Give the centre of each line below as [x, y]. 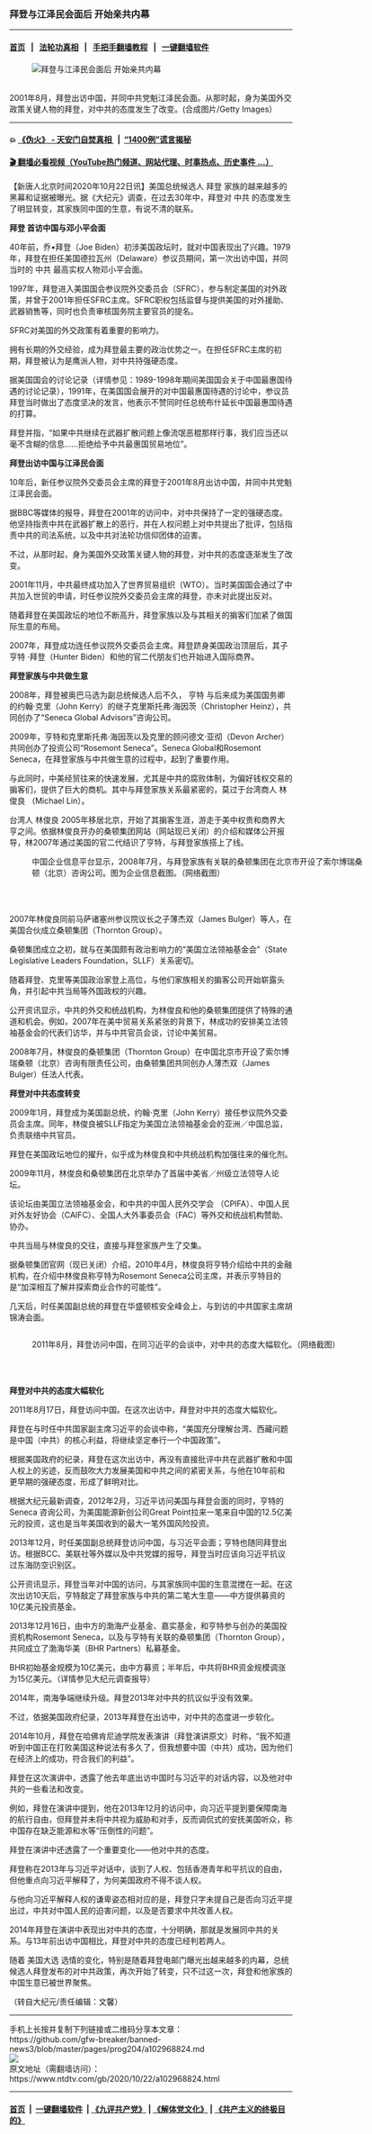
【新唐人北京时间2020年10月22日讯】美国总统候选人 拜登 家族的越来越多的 [148, 186]
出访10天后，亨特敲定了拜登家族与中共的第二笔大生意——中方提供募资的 [151, 1596]
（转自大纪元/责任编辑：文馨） [66, 2002]
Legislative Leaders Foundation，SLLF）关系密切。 [104, 961]
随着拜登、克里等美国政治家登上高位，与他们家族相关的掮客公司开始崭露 [143, 980]
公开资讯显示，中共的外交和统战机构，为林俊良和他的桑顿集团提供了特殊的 [147, 1010]
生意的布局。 [40, 627]
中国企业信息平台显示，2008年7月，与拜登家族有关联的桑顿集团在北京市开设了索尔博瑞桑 [197, 862]
